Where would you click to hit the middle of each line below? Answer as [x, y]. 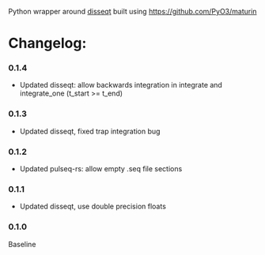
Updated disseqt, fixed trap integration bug [90, 131]
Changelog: [47, 43]
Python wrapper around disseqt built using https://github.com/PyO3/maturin [132, 11]
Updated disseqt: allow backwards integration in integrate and [121, 85]
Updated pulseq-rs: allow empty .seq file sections [101, 169]
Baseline [22, 244]
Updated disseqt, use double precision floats [93, 206]
